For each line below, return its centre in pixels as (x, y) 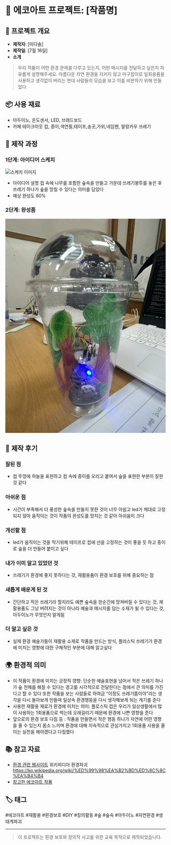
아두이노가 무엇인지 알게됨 (39, 614)
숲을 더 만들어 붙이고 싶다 (43, 548)
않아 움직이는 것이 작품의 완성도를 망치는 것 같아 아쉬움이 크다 (83, 516)
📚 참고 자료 (23, 749)
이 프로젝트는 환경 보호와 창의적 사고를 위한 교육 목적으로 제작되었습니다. (90, 837)
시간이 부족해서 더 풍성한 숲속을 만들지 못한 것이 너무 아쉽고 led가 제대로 (84, 509)
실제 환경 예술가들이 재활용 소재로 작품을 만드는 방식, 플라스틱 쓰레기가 (82, 641)
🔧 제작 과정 (22, 144)
